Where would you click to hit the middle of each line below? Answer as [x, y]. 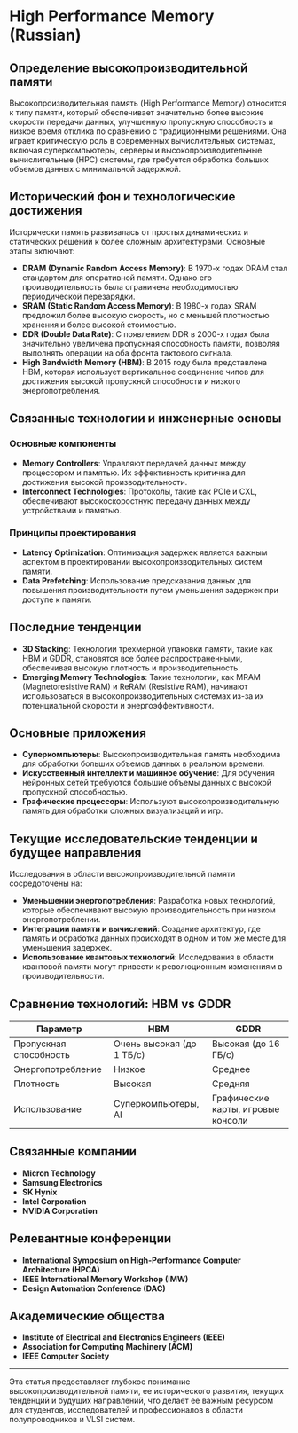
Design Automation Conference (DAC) [94, 1288]
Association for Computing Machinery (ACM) [107, 1347]
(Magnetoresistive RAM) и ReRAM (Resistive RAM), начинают [135, 686]
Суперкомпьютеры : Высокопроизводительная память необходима [151, 755]
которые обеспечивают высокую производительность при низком [149, 910]
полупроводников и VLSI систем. [72, 1420]
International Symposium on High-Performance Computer [131, 1260]
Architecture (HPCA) [61, 1269]
